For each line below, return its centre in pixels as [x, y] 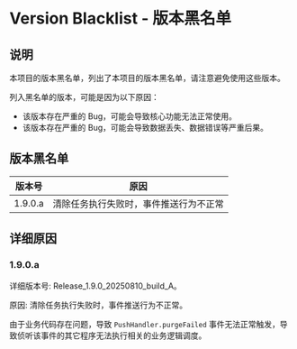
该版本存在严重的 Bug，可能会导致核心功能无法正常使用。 [129, 116]
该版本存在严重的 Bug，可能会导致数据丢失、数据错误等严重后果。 [145, 128]
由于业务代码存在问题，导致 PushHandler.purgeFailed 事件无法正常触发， [145, 324]
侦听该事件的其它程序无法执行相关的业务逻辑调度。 [112, 335]
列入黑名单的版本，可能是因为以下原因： [84, 97]
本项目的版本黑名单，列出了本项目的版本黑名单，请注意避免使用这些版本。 [147, 78]
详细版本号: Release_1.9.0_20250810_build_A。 [95, 286]
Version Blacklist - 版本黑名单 [121, 18]
